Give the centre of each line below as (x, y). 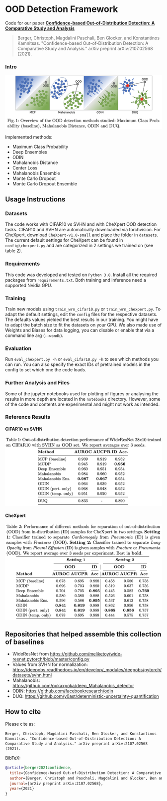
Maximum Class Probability (40, 147)
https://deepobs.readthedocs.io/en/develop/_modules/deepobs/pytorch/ (87, 670)
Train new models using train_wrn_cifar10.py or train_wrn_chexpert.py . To (83, 309)
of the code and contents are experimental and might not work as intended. (83, 404)
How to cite (23, 712)
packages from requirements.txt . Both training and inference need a (76, 280)
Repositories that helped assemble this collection (83, 634)
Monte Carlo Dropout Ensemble (44, 183)
